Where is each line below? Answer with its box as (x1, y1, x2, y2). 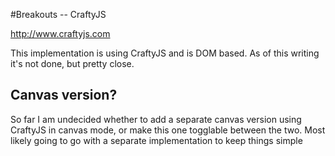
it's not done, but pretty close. (10, 58, 135, 69)
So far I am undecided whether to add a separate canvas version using (10, 113, 302, 125)
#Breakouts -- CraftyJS (10, 9, 107, 20)
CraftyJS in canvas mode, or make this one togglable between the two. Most (10, 124, 326, 136)
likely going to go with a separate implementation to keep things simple (10, 134, 303, 146)
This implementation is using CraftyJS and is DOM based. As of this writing (10, 47, 320, 59)
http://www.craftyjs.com (10, 28, 111, 39)
